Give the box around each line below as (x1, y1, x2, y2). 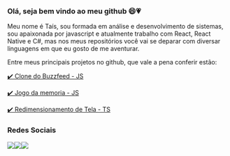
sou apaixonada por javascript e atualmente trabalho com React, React (7, 29, 211, 38)
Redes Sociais (7, 125, 57, 135)
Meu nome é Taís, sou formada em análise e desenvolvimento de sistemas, (7, 22, 224, 31)
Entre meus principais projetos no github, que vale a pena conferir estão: (7, 58, 217, 66)
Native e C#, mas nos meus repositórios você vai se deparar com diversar (7, 37, 221, 45)
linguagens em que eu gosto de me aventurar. (7, 45, 140, 53)
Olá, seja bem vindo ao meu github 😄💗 (7, 6, 141, 16)
